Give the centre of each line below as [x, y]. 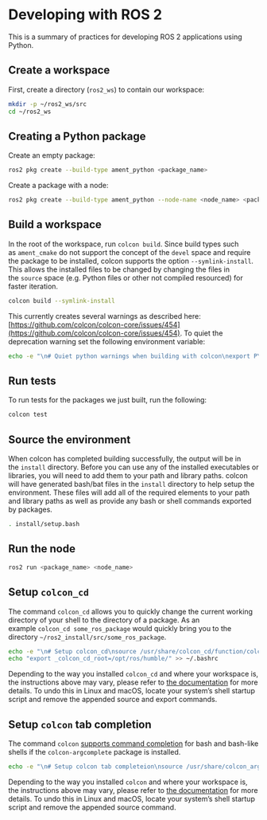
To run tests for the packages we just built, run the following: [108, 400]
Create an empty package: [52, 155]
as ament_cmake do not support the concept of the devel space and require [130, 252]
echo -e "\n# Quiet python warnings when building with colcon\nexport [129, 356]
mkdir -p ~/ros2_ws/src [48, 104]
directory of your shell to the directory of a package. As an [104, 620]
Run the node [42, 549]
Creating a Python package [77, 136]
